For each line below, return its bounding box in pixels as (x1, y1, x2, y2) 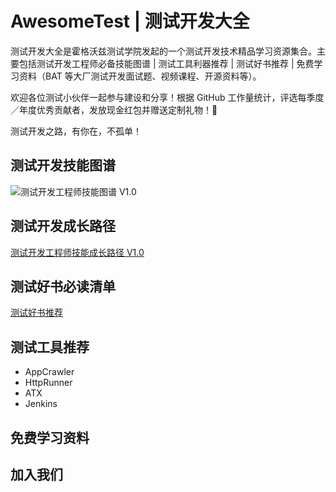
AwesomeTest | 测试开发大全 (10, 10, 250, 33)
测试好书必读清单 (10, 278, 116, 295)
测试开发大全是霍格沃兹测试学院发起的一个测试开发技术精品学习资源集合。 (10, 45, 317, 57)
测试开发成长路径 (10, 218, 116, 235)
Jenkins (24, 398, 58, 410)
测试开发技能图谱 (10, 157, 116, 174)
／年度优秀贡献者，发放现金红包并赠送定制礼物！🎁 (10, 103, 218, 116)
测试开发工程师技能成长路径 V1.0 (10, 246, 145, 258)
